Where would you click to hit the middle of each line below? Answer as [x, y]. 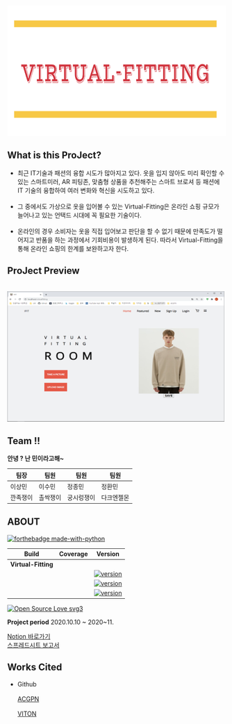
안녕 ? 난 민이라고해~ [36, 459]
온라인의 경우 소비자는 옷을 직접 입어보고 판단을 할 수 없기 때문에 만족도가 [116, 231]
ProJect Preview [43, 271]
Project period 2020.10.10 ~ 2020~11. [61, 622]
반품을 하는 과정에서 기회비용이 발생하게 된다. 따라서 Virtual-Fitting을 [130, 240]
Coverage [73, 554]
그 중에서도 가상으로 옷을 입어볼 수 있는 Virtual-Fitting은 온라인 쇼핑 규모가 [118, 206]
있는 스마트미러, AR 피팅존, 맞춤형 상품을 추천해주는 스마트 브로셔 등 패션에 [118, 181]
